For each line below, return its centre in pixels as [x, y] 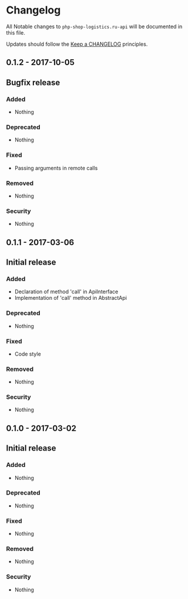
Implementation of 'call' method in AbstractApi [71, 298]
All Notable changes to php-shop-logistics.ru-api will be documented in [94, 26]
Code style [28, 354]
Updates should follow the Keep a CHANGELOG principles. [77, 44]
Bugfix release [33, 82]
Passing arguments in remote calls [56, 168]
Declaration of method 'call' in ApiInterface [66, 292]
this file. [16, 32]
